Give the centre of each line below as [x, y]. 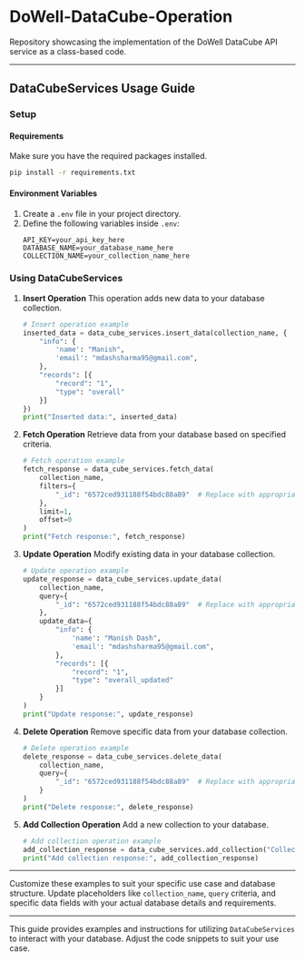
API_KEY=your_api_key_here [74, 240]
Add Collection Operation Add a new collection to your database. [146, 824]
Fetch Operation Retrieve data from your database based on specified [154, 435]
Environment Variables [54, 193]
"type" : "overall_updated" [123, 681]
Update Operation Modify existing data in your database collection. [149, 554]
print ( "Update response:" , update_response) [108, 714]
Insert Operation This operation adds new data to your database [143, 298]
